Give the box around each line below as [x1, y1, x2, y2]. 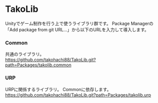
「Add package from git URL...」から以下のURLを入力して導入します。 [5, 26, 149, 33]
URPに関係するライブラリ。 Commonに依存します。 [5, 86, 111, 92]
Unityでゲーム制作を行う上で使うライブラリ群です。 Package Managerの [5, 20, 154, 26]
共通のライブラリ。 [5, 51, 45, 57]
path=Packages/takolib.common [5, 62, 72, 68]
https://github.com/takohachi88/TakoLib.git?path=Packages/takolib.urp [5, 92, 151, 98]
